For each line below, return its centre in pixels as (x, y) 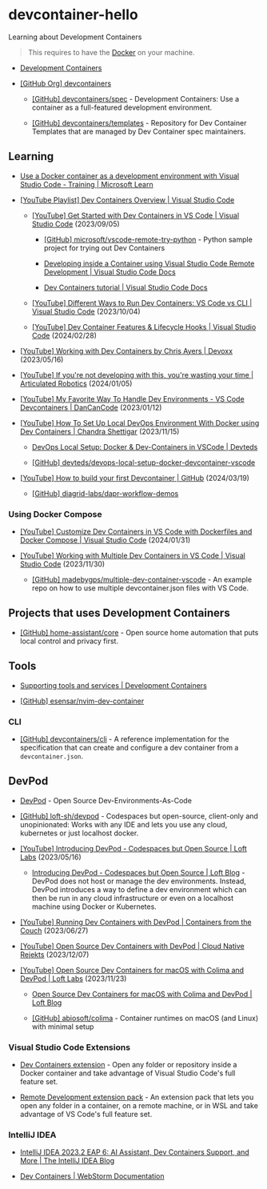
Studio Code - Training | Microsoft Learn (86, 184)
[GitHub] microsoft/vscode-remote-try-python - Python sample (148, 239)
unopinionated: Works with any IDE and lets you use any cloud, (124, 824)
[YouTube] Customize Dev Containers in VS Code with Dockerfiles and (136, 532)
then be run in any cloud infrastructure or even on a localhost (133, 898)
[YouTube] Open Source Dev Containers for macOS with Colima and (132, 970)
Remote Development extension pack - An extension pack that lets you (137, 1097)
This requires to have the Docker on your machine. (111, 52)
